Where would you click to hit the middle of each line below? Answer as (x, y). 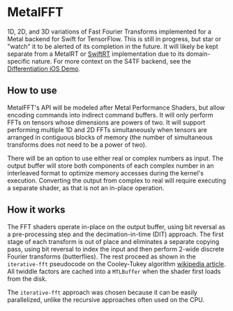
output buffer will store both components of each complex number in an (111, 166)
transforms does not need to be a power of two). (77, 145)
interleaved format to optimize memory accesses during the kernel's (106, 173)
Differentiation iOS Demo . (44, 68)
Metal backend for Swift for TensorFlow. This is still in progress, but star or (114, 38)
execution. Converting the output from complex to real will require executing (117, 180)
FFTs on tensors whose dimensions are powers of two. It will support (106, 122)
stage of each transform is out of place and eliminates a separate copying (113, 241)
